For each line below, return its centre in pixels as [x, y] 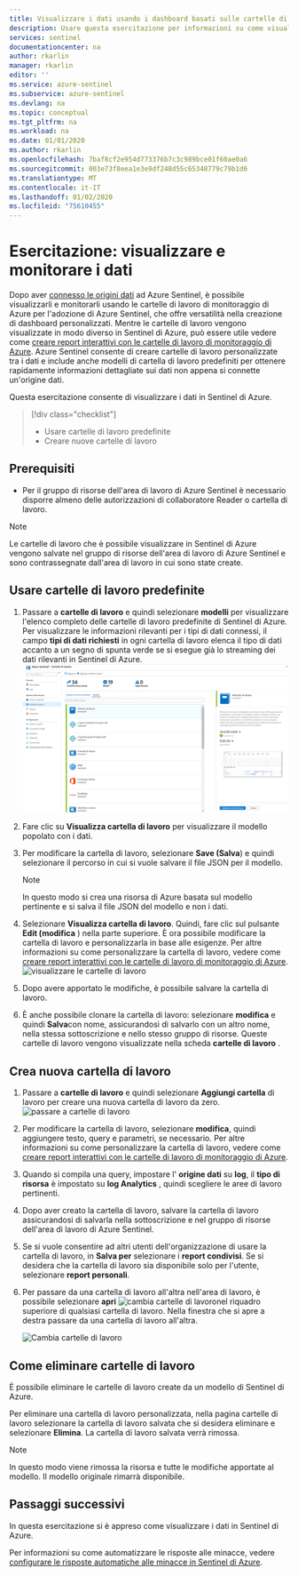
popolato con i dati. [57, 836]
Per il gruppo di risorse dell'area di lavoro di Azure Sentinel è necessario [154, 490]
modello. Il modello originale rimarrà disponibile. [97, 1476]
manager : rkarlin [41, 66]
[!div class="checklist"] [74, 414]
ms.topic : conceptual [49, 112]
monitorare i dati [71, 270]
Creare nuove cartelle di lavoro [100, 441]
